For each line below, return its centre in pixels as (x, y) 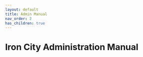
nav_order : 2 (18, 19)
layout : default (22, 9)
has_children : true (25, 23)
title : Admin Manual (26, 14)
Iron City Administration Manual (72, 47)
